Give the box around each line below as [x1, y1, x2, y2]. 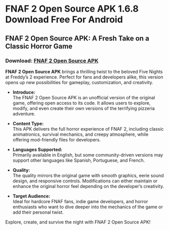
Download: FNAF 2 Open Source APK [5, 57, 99, 64]
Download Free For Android [5, 14, 123, 25]
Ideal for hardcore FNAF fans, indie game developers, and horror [12, 198, 148, 204]
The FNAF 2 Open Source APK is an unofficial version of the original [12, 94, 155, 100]
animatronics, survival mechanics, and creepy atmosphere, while [12, 131, 149, 137]
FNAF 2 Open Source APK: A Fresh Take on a [5, 34, 150, 43]
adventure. [12, 110, 36, 117]
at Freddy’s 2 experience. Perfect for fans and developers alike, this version [5, 74, 163, 80]
